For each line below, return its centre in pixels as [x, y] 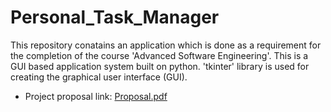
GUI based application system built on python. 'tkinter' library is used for [160, 66]
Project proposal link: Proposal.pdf [96, 96]
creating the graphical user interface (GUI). [99, 77]
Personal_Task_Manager [115, 17]
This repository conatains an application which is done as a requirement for [166, 45]
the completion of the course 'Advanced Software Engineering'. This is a [159, 55]
